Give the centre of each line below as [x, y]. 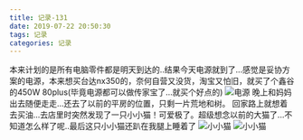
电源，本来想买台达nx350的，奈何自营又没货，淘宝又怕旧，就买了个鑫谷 [160, 81]
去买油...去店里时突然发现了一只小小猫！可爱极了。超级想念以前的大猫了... [147, 115]
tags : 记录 [28, 34]
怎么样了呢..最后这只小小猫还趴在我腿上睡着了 [111, 126]
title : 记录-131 [38, 18]
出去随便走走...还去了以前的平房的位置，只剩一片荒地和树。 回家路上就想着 [149, 104]
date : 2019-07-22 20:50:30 [60, 26]
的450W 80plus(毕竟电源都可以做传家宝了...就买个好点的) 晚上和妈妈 [151, 92]
